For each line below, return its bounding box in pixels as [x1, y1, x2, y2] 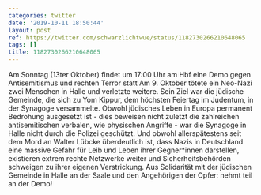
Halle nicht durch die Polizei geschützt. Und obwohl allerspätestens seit [8, 129, 242, 138]
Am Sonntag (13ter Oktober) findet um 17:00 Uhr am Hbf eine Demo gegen [8, 70, 252, 79]
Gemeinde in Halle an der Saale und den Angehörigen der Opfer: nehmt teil [8, 171, 253, 180]
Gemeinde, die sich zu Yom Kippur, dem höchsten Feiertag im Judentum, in [8, 96, 254, 104]
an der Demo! [8, 179, 53, 188]
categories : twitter [8, 11, 77, 20]
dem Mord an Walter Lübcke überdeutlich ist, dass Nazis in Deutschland [8, 137, 244, 146]
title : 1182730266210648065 [8, 48, 101, 56]
